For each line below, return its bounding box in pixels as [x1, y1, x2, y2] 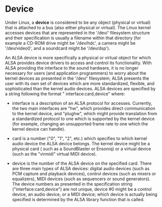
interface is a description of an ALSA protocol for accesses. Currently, [12, 100, 152, 106]
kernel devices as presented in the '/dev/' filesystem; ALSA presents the [5, 75, 149, 81]
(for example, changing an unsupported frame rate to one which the [12, 121, 148, 127]
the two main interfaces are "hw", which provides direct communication [12, 105, 156, 111]
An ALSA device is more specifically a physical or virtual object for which [5, 54, 151, 60]
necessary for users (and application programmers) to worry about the [5, 70, 146, 76]
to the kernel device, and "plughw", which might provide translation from [12, 110, 158, 116]
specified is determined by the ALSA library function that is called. [12, 196, 145, 202]
